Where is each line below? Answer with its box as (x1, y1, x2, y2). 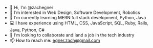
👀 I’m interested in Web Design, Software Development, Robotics (9, 10, 140, 15)
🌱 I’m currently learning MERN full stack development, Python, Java (9, 15, 146, 20)
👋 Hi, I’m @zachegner (9, 5, 54, 10)
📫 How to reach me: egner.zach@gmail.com (9, 37, 100, 43)
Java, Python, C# (9, 27, 45, 33)
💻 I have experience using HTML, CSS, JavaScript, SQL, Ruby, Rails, (9, 20, 149, 26)
